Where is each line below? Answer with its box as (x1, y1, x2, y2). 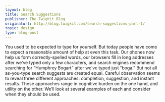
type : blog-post (5, 30, 39, 35)
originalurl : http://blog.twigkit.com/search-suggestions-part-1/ (5, 21, 145, 26)
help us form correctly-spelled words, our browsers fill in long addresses (5, 54, 154, 60)
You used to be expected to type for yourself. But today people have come (5, 44, 158, 50)
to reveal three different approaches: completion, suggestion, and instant (5, 75, 155, 81)
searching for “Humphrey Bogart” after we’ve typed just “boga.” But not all (5, 65, 157, 71)
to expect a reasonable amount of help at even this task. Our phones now (5, 49, 155, 55)
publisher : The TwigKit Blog (5, 16, 65, 21)
